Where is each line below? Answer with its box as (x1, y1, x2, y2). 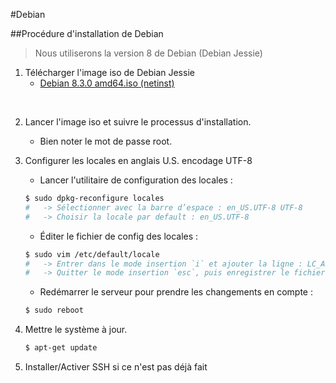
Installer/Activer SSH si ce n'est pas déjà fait (24, 361, 208, 373)
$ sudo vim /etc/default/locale (24, 249, 160, 259)
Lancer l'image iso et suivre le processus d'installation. (24, 116, 252, 128)
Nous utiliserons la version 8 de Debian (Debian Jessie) (34, 47, 263, 59)
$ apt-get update (24, 343, 98, 353)
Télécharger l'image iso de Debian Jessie (24, 67, 195, 78)
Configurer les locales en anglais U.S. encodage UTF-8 (24, 155, 253, 166)
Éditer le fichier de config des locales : (39, 230, 199, 242)
